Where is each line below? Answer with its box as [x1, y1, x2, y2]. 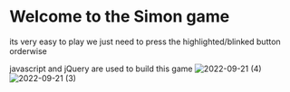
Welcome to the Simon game [9, 6, 230, 27]
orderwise [9, 45, 47, 56]
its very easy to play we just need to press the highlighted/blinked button [9, 36, 281, 47]
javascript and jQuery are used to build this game [9, 63, 193, 74]
